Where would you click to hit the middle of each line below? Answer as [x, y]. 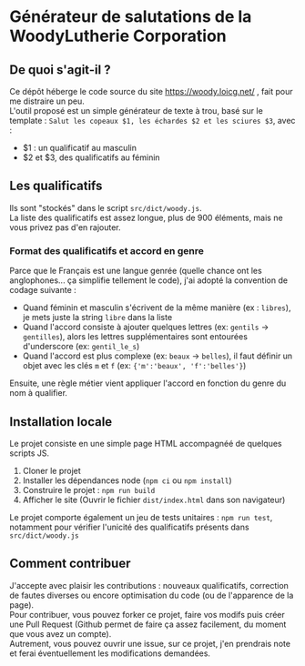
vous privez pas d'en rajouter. [65, 227]
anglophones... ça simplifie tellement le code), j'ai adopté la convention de [149, 280]
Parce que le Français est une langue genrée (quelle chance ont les [136, 271]
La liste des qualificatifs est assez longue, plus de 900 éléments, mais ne [147, 217]
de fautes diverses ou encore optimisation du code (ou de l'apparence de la [152, 595]
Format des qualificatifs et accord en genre [107, 250]
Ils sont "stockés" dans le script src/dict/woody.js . [106, 207]
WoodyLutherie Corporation [118, 36]
